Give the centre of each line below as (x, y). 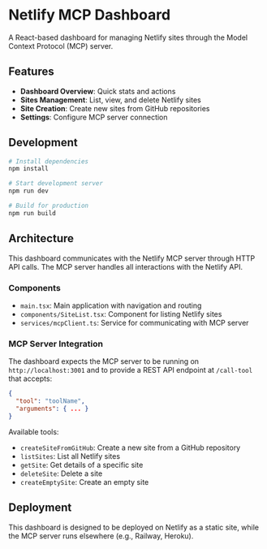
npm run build (32, 213)
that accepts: (30, 378)
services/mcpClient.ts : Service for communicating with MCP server (134, 322)
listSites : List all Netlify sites (70, 456)
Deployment (40, 508)
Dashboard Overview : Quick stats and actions (98, 91)
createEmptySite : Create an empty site (84, 482)
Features (31, 72)
